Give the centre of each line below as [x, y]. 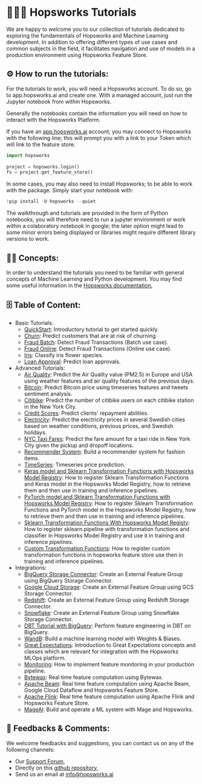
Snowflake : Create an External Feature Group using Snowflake [102, 612]
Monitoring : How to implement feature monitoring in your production [109, 664]
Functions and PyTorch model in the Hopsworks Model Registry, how [110, 509]
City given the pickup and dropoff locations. [79, 445]
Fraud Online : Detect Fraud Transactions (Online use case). [98, 349]
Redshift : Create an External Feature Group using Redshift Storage [106, 600]
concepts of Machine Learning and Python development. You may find [94, 279]
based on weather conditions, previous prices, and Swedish [99, 426]
